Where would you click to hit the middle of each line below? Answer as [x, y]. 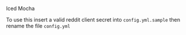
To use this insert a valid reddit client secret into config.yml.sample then [93, 20]
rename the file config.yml [38, 26]
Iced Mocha [21, 8]
